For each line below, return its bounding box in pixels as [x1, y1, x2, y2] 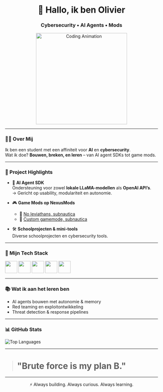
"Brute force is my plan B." [16, 360, 126, 372]
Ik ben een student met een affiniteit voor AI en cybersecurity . [5, 147, 131, 152]
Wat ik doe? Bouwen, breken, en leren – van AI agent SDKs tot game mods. [5, 152, 156, 158]
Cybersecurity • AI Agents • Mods [40, 22, 123, 29]
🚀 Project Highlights [5, 168, 53, 175]
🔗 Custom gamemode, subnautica [19, 216, 87, 222]
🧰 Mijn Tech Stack [5, 250, 49, 256]
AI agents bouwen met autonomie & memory [12, 299, 101, 304]
